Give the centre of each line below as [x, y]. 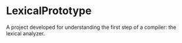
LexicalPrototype [49, 11]
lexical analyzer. [26, 33]
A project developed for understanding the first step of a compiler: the [91, 27]
